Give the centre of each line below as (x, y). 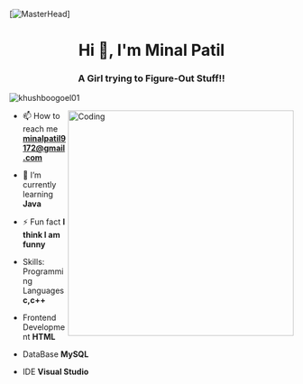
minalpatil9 (44, 139)
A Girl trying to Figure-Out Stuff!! (151, 78)
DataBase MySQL (55, 354)
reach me (40, 129)
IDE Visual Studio (55, 372)
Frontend (39, 318)
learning (38, 195)
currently (39, 185)
